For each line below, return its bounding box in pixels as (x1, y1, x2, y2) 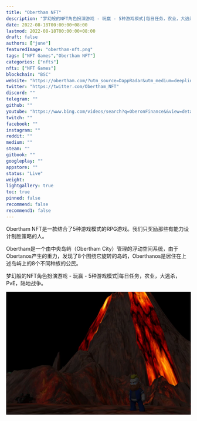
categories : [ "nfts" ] (6, 59, 59, 65)
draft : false (6, 34, 38, 41)
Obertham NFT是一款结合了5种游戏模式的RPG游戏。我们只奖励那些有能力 (6, 225, 184, 232)
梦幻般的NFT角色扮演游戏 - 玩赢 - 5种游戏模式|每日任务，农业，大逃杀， (6, 272, 181, 279)
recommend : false (6, 201, 49, 207)
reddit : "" (6, 133, 33, 139)
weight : (6, 177, 25, 183)
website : (6, 78, 28, 83)
